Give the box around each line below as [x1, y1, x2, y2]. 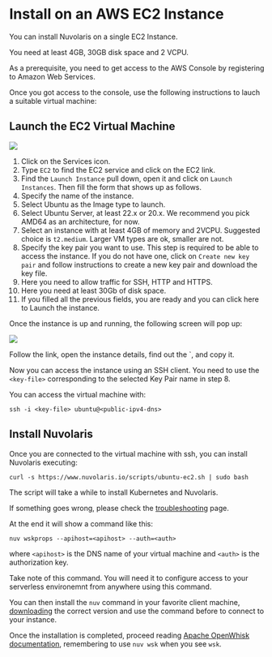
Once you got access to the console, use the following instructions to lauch [9, 87, 261, 97]
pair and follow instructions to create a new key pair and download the [20, 260, 258, 269]
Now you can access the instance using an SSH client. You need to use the [9, 365, 260, 375]
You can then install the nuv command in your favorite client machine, [9, 597, 240, 607]
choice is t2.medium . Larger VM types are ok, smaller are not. [20, 234, 224, 243]
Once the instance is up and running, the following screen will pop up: [9, 318, 242, 328]
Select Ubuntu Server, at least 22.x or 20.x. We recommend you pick [20, 208, 250, 217]
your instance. [9, 614, 57, 625]
